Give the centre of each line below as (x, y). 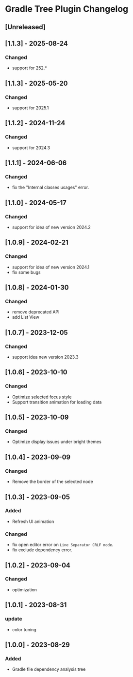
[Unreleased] (25, 27)
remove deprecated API (36, 312)
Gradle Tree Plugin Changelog (67, 9)
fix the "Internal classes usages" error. (50, 187)
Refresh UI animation (33, 521)
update (14, 619)
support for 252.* (29, 68)
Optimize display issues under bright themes (57, 442)
